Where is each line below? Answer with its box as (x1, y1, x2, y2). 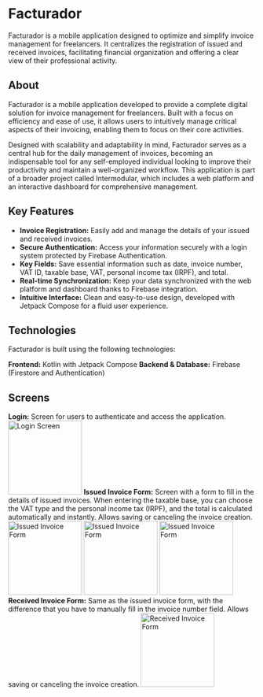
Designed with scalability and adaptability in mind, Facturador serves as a (8, 139, 247, 150)
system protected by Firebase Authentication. (19, 250, 167, 260)
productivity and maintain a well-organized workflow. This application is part (8, 165, 256, 174)
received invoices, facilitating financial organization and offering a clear (8, 47, 239, 57)
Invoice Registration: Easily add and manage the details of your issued (19, 225, 250, 235)
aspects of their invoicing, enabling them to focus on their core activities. (8, 124, 244, 134)
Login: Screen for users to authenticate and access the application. (8, 412, 226, 421)
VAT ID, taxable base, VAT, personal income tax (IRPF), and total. (19, 267, 229, 276)
